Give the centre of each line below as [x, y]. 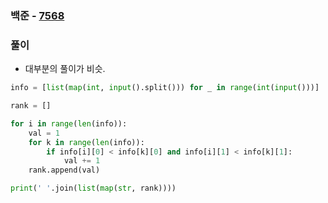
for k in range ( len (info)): [86, 142]
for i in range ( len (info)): [69, 123]
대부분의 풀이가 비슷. [65, 69]
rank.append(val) [64, 170]
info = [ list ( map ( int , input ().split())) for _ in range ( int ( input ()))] [165, 88]
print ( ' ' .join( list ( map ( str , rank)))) [93, 188]
